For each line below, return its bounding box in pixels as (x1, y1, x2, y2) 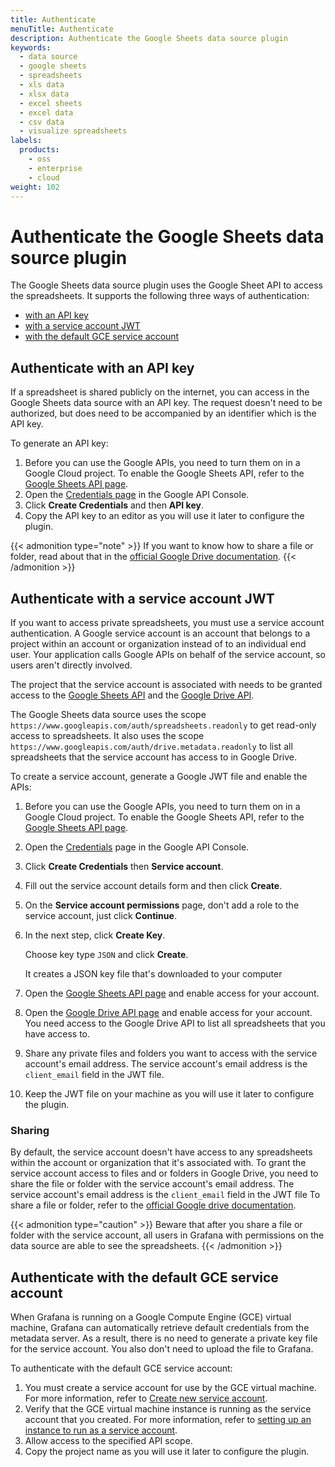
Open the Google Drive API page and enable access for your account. (24, 1006, 313, 1018)
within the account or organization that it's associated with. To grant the (10, 1157, 307, 1169)
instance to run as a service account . (24, 1424, 178, 1436)
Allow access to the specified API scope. (24, 1435, 193, 1447)
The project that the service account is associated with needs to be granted (10, 678, 323, 690)
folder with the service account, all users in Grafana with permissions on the (10, 1229, 325, 1241)
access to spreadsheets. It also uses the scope (10, 729, 205, 741)
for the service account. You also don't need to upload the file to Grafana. (10, 1343, 314, 1355)
